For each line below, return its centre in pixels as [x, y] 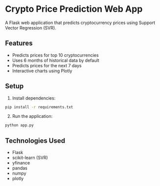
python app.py [20, 125]
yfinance [21, 163]
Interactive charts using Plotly [42, 71]
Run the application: [32, 116]
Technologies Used [35, 141]
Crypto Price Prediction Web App [74, 9]
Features [19, 43]
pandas [20, 168]
